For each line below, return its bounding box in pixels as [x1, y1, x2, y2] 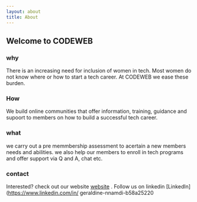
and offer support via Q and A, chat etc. [6, 155, 103, 162]
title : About [6, 14, 38, 20]
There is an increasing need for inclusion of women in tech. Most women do [6, 67, 192, 74]
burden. [6, 80, 25, 87]
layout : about [6, 8, 41, 15]
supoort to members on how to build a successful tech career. [6, 114, 158, 121]
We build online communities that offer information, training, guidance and [6, 107, 188, 115]
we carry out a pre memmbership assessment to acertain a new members [6, 142, 186, 149]
